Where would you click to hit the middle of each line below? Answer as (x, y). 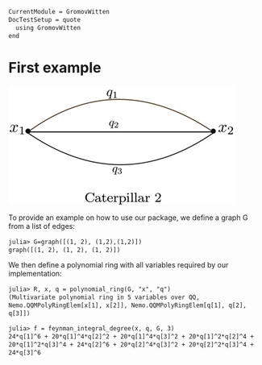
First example (55, 68)
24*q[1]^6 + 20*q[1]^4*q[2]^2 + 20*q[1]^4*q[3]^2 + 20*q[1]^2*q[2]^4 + (131, 336)
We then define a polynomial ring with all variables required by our (119, 264)
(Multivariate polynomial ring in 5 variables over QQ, (104, 297)
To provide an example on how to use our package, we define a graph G (128, 218)
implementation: (35, 273)
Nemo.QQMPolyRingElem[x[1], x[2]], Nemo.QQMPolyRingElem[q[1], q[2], (128, 305)
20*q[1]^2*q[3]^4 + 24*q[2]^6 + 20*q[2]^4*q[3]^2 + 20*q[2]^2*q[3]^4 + (131, 344)
